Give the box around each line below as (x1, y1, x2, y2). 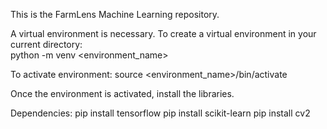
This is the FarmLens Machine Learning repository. (10, 9, 220, 20)
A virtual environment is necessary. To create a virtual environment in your (10, 28, 317, 39)
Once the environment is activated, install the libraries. (10, 88, 235, 99)
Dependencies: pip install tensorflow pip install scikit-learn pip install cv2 (10, 107, 311, 119)
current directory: (10, 39, 83, 50)
